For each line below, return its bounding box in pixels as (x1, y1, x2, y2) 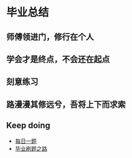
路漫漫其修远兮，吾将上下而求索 (6, 99, 126, 109)
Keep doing (6, 120, 50, 131)
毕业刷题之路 (15, 145, 47, 152)
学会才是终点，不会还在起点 (6, 54, 110, 64)
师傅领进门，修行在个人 (6, 32, 94, 42)
